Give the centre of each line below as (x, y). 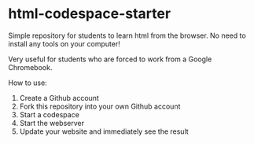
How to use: (28, 83)
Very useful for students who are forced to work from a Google (110, 59)
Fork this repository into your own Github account (100, 106)
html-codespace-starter (90, 14)
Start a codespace (50, 114)
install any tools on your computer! (64, 43)
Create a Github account (59, 98)
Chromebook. (30, 67)
